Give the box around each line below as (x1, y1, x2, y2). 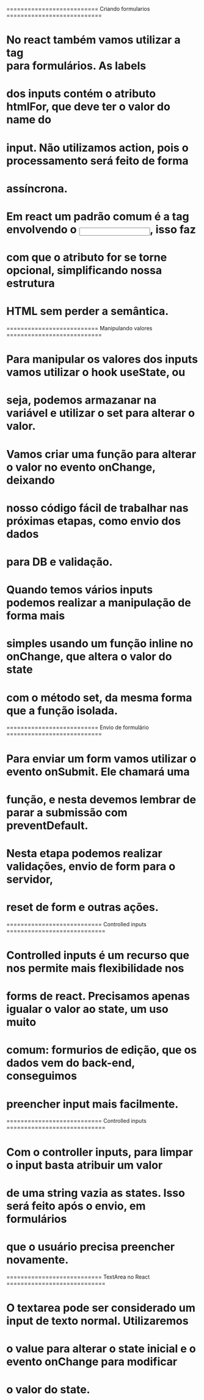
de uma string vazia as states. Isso (6, 1186, 185, 1200)
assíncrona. (6, 181, 68, 195)
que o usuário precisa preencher (6, 1239, 175, 1253)
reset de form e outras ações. (6, 901, 159, 915)
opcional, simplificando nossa (6, 264, 162, 277)
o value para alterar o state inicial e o (6, 1342, 197, 1355)
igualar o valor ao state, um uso (6, 1003, 169, 1016)
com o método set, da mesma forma (6, 691, 192, 705)
